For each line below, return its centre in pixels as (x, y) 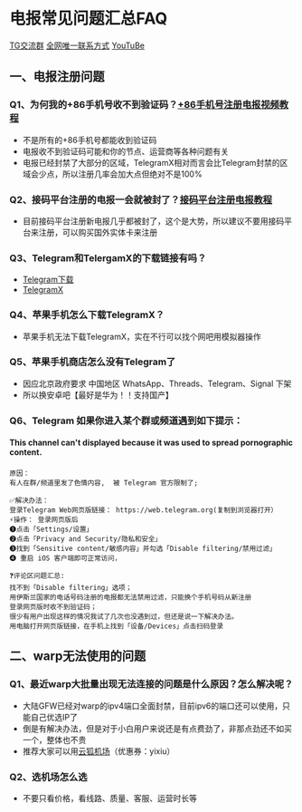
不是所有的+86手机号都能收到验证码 (90, 140)
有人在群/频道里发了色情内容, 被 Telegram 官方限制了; (104, 483)
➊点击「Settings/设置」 (51, 529)
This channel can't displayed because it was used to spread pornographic (151, 443)
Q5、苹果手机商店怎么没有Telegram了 (93, 362)
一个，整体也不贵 (54, 739)
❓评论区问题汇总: (37, 575)
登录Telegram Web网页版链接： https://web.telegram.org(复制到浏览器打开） (144, 510)
